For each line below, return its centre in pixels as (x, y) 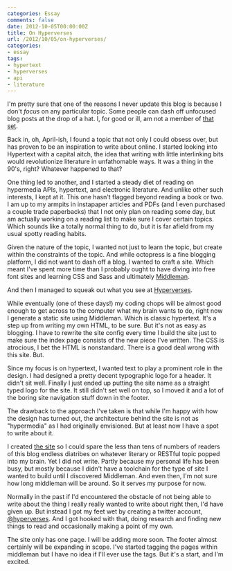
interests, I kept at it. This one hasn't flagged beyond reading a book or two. (115, 197)
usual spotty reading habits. (47, 234)
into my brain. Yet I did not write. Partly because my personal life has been (113, 462)
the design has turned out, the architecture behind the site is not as (103, 419)
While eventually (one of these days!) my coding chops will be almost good (114, 303)
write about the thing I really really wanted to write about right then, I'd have (115, 504)
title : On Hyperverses (40, 33)
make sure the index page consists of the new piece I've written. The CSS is (116, 341)
